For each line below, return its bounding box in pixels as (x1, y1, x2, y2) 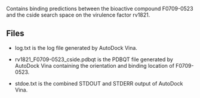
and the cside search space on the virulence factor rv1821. (6, 11, 150, 18)
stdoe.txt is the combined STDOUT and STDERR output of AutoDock (14, 80, 183, 87)
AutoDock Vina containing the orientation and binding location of (14, 62, 175, 69)
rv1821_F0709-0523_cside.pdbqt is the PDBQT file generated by (14, 56, 173, 63)
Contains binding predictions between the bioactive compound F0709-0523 (6, 5, 193, 12)
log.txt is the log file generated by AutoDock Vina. (14, 44, 137, 51)
